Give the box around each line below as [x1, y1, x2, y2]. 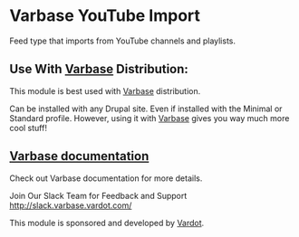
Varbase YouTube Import [9, 5, 201, 26]
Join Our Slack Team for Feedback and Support [9, 190, 188, 201]
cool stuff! [9, 122, 48, 133]
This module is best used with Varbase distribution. [9, 85, 201, 96]
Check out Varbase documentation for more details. [9, 173, 203, 184]
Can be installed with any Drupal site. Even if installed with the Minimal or [9, 103, 283, 114]
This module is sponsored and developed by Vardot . [9, 217, 205, 228]
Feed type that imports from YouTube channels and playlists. [9, 35, 236, 46]
